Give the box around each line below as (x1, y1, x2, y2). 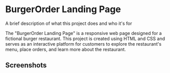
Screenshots (5, 61, 47, 69)
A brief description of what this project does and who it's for (5, 20, 132, 26)
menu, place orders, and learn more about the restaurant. (5, 46, 126, 52)
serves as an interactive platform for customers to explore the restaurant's (5, 41, 162, 47)
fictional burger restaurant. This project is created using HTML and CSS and (5, 35, 165, 42)
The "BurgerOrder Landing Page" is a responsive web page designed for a (5, 30, 162, 36)
